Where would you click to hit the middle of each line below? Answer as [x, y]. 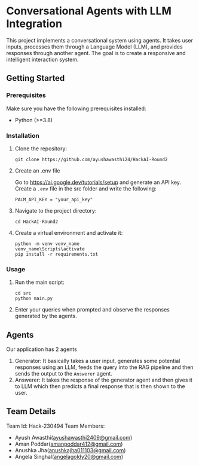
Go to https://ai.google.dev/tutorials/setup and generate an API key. [98, 182]
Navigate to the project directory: [56, 210]
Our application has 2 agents [42, 349]
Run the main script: [39, 282]
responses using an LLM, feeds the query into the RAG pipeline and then [104, 367]
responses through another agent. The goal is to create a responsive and [96, 53]
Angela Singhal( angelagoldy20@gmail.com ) [69, 456]
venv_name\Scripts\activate [50, 249]
